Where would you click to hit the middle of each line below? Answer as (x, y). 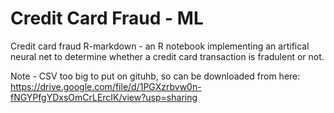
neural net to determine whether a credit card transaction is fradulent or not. (167, 56)
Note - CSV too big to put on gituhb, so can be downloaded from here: (155, 76)
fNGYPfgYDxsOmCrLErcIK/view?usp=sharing (104, 97)
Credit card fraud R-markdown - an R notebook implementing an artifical (160, 46)
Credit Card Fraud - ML (107, 18)
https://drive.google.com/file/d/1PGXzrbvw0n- (106, 86)
